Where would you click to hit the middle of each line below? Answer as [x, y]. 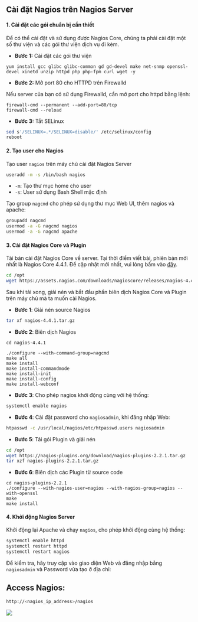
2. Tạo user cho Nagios [35, 151]
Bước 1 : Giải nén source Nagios [52, 310]
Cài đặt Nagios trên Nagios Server [70, 10]
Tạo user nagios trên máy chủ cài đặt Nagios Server [69, 164]
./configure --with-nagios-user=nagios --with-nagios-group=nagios [91, 489]
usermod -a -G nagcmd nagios [42, 226]
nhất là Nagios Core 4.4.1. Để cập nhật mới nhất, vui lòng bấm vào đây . [92, 265]
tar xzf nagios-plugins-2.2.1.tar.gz [52, 461]
